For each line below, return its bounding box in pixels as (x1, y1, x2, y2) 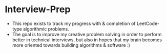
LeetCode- (136, 20, 160, 26)
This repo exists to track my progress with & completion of (12, 20, 136, 26)
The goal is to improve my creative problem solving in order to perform (12, 31, 162, 37)
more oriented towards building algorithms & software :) (12, 42, 130, 48)
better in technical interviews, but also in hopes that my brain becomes (12, 37, 162, 43)
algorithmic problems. (23, 25, 70, 32)
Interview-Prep (5, 4, 71, 15)
